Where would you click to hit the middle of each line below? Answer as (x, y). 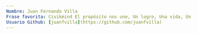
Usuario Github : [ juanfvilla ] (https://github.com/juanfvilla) (84, 22)
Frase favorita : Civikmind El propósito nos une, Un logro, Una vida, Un (99, 17)
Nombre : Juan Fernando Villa (42, 11)
